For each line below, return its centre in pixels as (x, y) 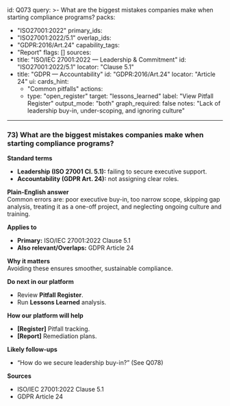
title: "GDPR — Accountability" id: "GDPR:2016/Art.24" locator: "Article (116, 74)
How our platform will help (45, 315)
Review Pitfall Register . (50, 295)
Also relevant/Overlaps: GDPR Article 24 (75, 248)
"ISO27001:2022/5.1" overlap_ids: (64, 38)
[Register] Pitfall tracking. (53, 329)
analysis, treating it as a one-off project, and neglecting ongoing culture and (114, 207)
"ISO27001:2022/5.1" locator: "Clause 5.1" (76, 67)
